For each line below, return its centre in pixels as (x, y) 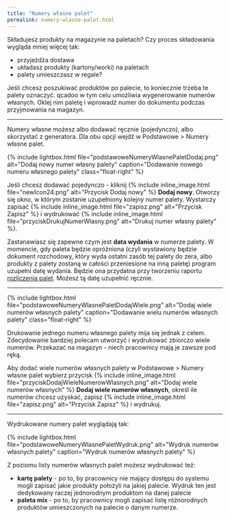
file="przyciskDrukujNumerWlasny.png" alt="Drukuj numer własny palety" (112, 221)
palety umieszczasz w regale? (60, 74)
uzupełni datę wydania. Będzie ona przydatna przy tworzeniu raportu (104, 270)
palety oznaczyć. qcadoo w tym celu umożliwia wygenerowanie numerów (111, 95)
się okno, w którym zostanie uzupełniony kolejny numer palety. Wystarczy (112, 199)
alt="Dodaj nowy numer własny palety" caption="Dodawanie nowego (105, 164)
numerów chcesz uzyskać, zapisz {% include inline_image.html (97, 397)
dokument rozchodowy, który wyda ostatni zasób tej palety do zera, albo (110, 256)
